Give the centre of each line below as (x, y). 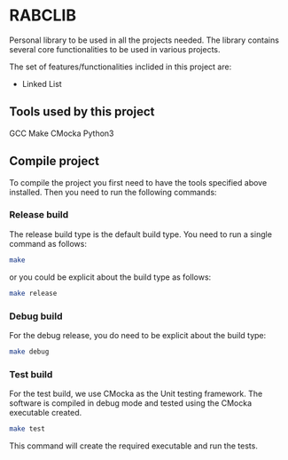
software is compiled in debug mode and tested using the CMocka (131, 403)
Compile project (54, 161)
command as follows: (48, 243)
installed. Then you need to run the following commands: (113, 192)
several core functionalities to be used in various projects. (115, 49)
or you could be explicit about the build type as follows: (110, 277)
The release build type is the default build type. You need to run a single (141, 234)
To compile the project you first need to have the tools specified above (138, 182)
